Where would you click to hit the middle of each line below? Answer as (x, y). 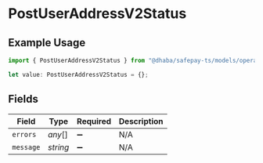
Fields (23, 99)
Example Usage (47, 43)
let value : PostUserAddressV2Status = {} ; (78, 74)
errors (24, 134)
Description (141, 121)
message (26, 147)
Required (94, 121)
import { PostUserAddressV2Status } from (77, 60)
